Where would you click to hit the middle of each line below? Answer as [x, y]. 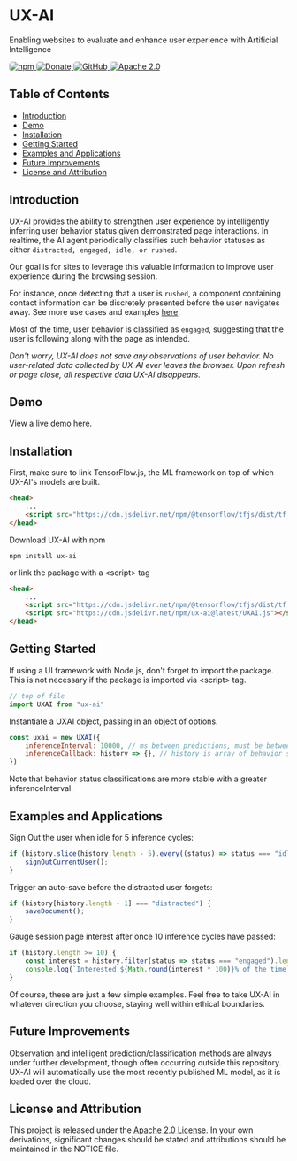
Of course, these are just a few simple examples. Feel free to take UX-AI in [145, 994]
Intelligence [30, 49]
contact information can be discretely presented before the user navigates [145, 303]
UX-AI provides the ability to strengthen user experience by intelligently [139, 221]
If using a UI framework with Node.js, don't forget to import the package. [141, 670]
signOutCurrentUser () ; [67, 862]
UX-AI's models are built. [54, 482]
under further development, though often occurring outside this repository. [145, 1062]
